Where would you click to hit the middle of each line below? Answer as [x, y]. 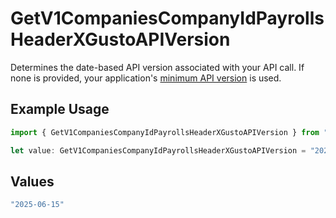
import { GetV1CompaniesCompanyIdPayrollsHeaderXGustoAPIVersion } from [165, 132]
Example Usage [60, 109]
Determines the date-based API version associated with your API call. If [157, 67]
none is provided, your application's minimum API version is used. [146, 78]
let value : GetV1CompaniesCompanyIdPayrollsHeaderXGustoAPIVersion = [158, 150]
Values [32, 181]
